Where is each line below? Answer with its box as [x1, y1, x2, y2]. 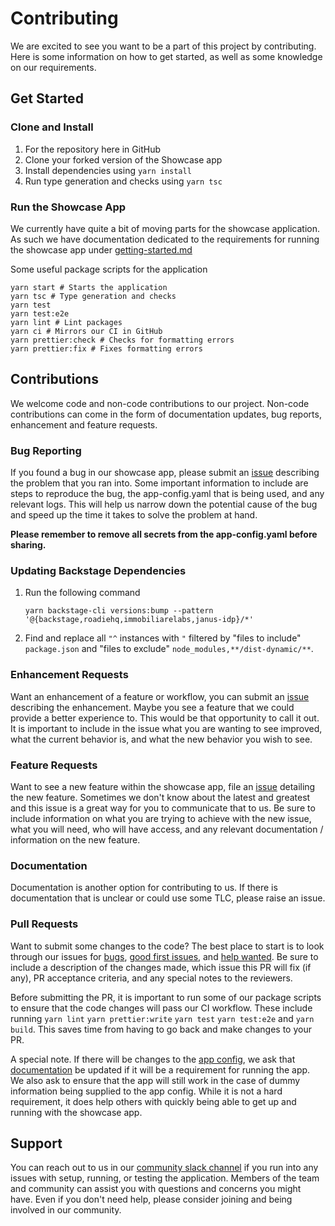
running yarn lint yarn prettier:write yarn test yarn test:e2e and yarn [10, 1012, 315, 1024]
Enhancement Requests [10, 668, 129, 682]
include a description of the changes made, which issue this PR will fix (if [10, 961, 312, 973]
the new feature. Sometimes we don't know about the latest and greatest [10, 791, 311, 803]
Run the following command [24, 587, 141, 599]
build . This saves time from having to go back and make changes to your [10, 1023, 312, 1035]
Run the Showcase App [10, 200, 127, 214]
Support [10, 1135, 63, 1152]
